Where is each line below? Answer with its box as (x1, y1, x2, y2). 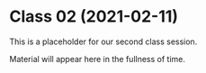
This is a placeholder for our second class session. (9, 36, 198, 47)
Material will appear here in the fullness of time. (9, 53, 186, 64)
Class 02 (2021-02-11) (9, 6, 178, 27)
